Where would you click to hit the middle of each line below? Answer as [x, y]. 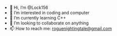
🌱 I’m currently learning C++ [38, 18]
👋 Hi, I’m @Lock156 [29, 8]
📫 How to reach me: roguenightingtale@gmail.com [61, 28]
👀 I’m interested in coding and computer [49, 13]
